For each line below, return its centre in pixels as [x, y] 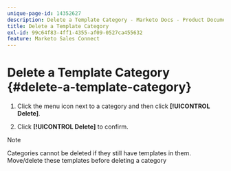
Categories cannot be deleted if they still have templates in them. [99, 153]
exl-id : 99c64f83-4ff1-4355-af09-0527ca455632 [75, 32]
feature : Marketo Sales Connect [53, 39]
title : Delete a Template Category [58, 26]
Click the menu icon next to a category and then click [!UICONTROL [113, 106]
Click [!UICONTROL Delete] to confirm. [73, 127]
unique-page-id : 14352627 [44, 13]
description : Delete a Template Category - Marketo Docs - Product [106, 20]
